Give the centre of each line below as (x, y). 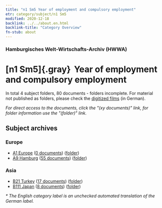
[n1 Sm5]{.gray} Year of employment (81, 69)
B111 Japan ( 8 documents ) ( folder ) (47, 186)
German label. (20, 201)
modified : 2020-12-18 (27, 19)
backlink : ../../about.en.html (37, 23)
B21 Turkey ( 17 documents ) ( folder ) (48, 181)
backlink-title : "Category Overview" (44, 28)
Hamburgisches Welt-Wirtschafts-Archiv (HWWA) (66, 49)
